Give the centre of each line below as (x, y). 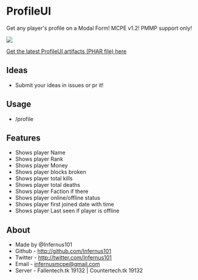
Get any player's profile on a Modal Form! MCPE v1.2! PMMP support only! (99, 28)
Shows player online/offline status (58, 198)
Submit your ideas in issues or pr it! (59, 85)
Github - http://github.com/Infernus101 (63, 251)
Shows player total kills (44, 178)
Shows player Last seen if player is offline (67, 211)
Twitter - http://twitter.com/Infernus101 (63, 257)
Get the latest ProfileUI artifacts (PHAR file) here (67, 51)
